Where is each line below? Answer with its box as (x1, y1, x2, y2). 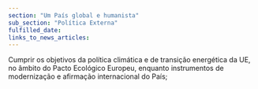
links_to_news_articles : (8, 33, 90, 42)
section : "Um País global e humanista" (8, 11, 140, 20)
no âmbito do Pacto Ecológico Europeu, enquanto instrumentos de (8, 64, 224, 73)
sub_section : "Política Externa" (8, 19, 118, 27)
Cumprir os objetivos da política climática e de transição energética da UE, (8, 55, 251, 65)
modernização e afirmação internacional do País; (8, 72, 168, 81)
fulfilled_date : (8, 26, 62, 34)
